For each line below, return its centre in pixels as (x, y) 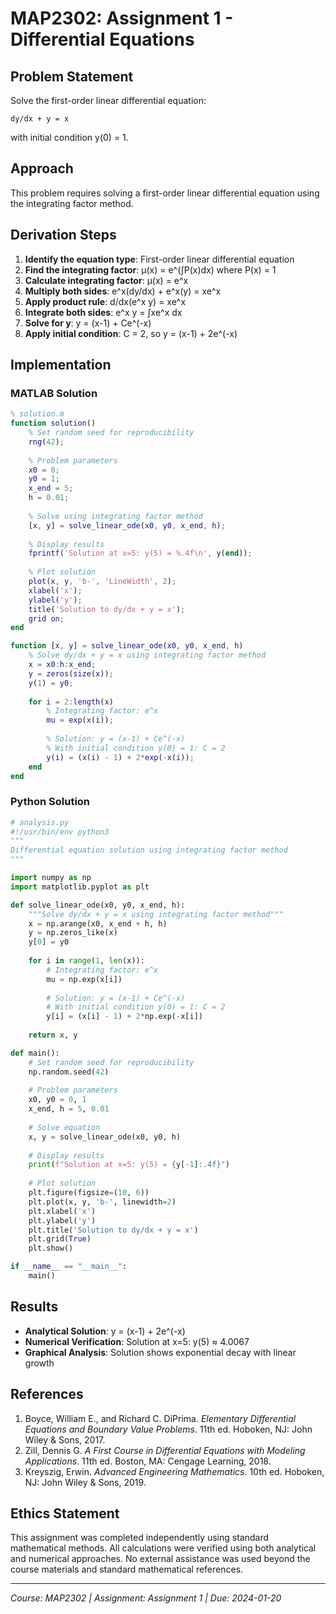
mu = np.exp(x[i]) (84, 979)
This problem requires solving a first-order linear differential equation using (165, 193)
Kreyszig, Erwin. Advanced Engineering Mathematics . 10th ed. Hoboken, (174, 1471)
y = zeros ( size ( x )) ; (71, 673)
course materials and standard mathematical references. (127, 1569)
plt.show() (51, 1248)
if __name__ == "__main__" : (69, 1267)
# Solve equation (64, 1127)
